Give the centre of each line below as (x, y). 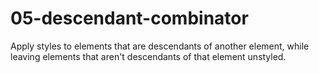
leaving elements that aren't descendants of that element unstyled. (148, 56)
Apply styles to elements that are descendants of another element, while (160, 46)
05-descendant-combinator (129, 18)
